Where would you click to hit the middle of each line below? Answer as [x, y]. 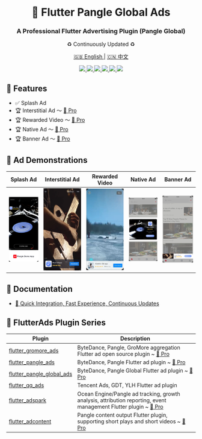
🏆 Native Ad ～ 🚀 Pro [41, 130]
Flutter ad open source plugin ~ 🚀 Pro [124, 354]
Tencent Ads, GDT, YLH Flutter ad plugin [127, 385]
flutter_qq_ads [26, 385]
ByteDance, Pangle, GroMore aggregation [129, 347]
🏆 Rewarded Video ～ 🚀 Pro [50, 120]
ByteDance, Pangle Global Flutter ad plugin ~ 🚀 [135, 371]
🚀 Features [27, 88]
